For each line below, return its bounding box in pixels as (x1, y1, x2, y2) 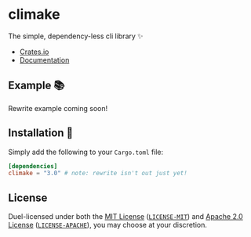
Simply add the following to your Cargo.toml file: (8, 147, 164, 156)
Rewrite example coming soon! (8, 103, 108, 113)
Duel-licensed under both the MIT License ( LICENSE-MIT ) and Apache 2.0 (8, 212, 243, 221)
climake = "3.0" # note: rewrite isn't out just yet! (8, 170, 188, 178)
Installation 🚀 (8, 127, 74, 140)
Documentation (19, 55, 70, 64)
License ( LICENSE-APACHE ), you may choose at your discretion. (8, 221, 208, 230)
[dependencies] (8, 162, 58, 170)
